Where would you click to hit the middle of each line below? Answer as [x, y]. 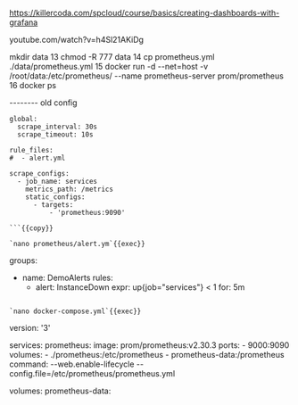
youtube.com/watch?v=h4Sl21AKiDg [77, 40]
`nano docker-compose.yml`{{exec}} [75, 311]
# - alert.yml [37, 158]
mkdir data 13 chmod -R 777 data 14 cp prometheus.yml [112, 57]
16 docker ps [33, 85]
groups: [24, 260]
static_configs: [56, 197]
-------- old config [43, 103]
